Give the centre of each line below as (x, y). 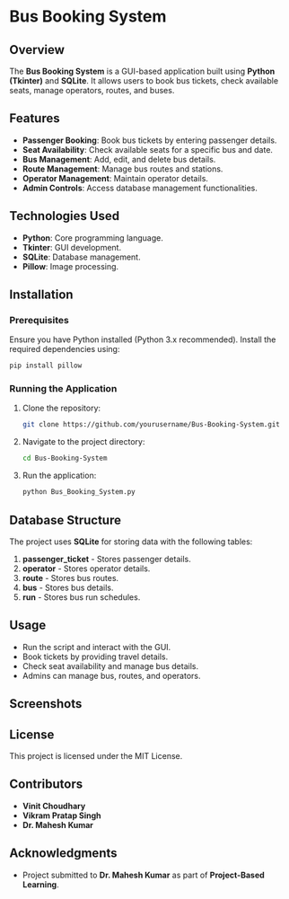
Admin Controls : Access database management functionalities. (140, 188)
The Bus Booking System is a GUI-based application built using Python (142, 71)
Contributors (46, 784)
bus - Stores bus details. (68, 587)
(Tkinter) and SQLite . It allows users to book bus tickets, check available (144, 81)
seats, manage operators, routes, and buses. (92, 90)
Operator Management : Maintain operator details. (115, 178)
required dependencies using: (65, 349)
